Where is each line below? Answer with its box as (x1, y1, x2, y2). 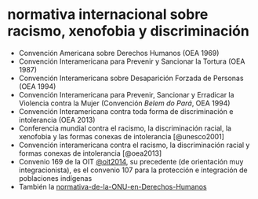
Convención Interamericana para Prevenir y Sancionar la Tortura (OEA (18, 57, 245, 66)
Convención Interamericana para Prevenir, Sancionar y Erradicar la (18, 90, 234, 99)
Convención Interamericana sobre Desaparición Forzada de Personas (18, 73, 244, 83)
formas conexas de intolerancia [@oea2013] (18, 148, 162, 158)
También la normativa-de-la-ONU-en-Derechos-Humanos (18, 182, 207, 191)
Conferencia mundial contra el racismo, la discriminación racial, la (18, 123, 232, 133)
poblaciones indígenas (18, 173, 93, 182)
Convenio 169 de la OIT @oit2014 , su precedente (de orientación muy (18, 157, 244, 166)
